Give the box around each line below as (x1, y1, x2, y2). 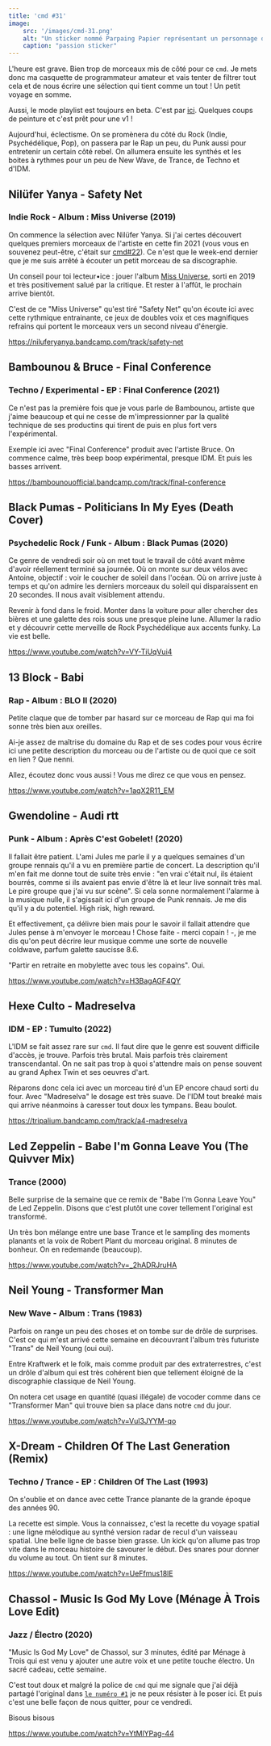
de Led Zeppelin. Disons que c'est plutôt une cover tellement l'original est (8, 1202, 253, 1212)
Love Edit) (8, 1605, 60, 1618)
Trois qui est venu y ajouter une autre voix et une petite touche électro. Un (8, 1656, 256, 1665)
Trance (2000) (8, 1176, 67, 1187)
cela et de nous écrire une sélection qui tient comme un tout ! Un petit (8, 82, 240, 91)
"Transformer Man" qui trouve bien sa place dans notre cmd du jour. (8, 1400, 231, 1410)
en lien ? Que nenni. (8, 754, 75, 764)
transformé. (8, 1211, 48, 1221)
